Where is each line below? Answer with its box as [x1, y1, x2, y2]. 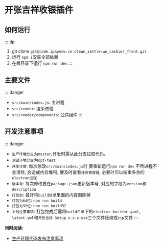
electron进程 [11, 175, 37, 180]
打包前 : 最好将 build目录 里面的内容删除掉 [11, 192, 91, 197]
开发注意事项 [4, 127, 44, 136]
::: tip [4, 39, 15, 45]
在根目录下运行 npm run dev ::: [11, 60, 72, 66]
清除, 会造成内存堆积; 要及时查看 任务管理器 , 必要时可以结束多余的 [16, 169, 145, 175]
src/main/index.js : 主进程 [11, 99, 65, 105]
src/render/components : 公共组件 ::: [11, 111, 83, 118]
